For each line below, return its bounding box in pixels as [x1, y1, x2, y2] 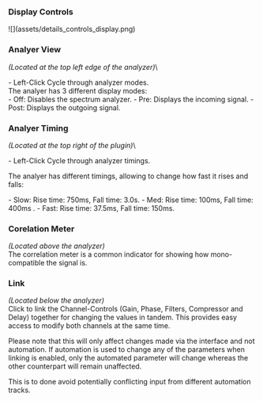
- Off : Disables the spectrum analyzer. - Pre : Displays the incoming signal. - [8, 94, 254, 104]
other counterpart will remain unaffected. [8, 361, 142, 371]
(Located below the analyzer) [8, 296, 105, 305]
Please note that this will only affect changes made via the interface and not [8, 336, 255, 346]
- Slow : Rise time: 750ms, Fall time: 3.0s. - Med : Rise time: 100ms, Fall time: [8, 195, 254, 204]
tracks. [8, 385, 31, 395]
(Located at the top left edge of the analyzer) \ [8, 62, 158, 71]
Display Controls [8, 6, 73, 17]
